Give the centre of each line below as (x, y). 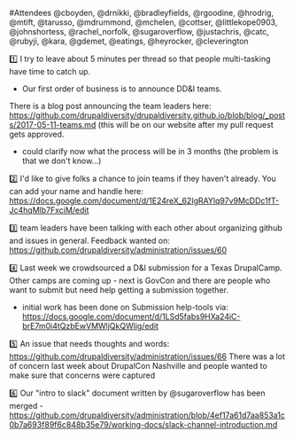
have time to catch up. (50, 71)
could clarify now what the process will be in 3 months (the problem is (150, 151)
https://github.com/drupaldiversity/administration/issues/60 (118, 250)
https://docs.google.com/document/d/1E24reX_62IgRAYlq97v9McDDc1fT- (144, 200)
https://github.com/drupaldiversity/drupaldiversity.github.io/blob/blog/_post (147, 115)
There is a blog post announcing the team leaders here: (110, 106)
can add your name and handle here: (76, 191)
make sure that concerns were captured (82, 375)
